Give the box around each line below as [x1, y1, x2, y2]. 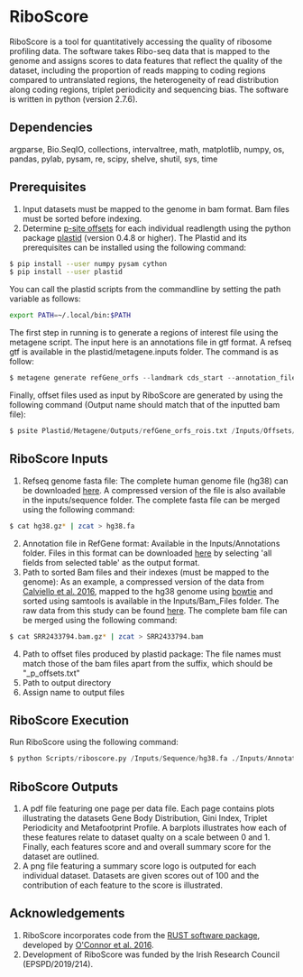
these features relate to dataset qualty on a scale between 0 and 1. [22, 832, 271, 843]
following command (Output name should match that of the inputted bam [9, 400, 280, 410]
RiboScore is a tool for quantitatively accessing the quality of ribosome [9, 36, 272, 47]
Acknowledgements [9, 906, 125, 921]
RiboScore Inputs [9, 451, 108, 466]
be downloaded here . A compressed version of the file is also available [22, 484, 286, 495]
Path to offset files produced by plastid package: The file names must [22, 648, 281, 659]
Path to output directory [22, 677, 112, 687]
